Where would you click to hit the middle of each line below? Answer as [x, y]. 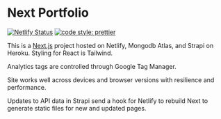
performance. [27, 87]
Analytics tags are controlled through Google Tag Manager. [92, 66]
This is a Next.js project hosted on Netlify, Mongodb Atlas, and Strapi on [110, 45]
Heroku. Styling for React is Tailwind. [60, 53]
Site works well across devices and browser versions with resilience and [111, 80]
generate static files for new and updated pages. [77, 108]
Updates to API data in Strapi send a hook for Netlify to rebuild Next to [108, 101]
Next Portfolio [48, 13]
